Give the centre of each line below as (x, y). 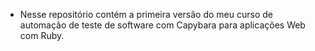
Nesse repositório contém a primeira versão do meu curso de (146, 14)
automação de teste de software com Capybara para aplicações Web (162, 25)
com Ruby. (42, 35)
